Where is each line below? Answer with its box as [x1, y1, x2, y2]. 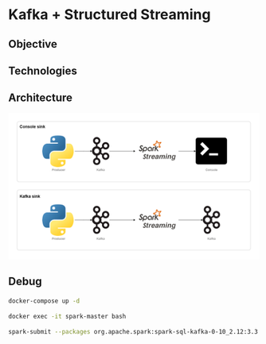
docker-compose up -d [8, 296, 80, 305]
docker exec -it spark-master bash [8, 312, 127, 320]
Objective [8, 37, 58, 51]
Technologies [8, 64, 78, 77]
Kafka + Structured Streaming [8, 6, 211, 24]
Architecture [8, 91, 73, 105]
